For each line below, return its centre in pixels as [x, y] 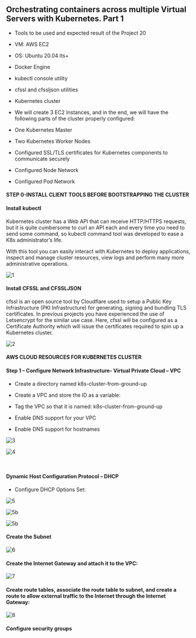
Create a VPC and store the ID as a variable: [68, 395]
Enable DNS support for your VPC [55, 417]
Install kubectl [24, 208]
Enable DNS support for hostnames [57, 429]
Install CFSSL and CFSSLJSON [44, 289]
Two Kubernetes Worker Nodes [52, 141]
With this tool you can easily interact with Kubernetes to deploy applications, [98, 251]
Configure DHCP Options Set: [50, 489]
